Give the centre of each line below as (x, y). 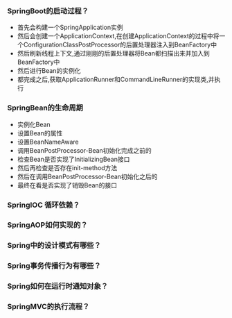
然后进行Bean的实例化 (49, 71)
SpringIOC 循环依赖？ (44, 205)
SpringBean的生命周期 (45, 108)
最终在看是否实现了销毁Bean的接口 (67, 185)
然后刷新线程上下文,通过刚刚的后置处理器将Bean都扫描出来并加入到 (113, 53)
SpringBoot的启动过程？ (48, 10)
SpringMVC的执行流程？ (48, 307)
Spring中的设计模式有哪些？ (54, 246)
